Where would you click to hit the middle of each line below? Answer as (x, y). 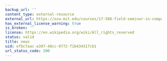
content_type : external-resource (40, 14)
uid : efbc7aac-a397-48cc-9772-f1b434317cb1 (51, 46)
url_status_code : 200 (28, 51)
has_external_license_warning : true (43, 23)
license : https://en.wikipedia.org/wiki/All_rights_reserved (70, 32)
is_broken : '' (20, 28)
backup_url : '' (21, 10)
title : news (17, 42)
